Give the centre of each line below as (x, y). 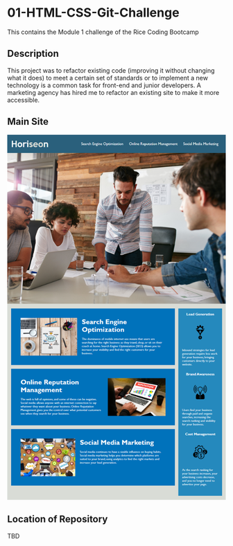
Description (33, 54)
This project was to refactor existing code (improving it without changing (111, 70)
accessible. (24, 100)
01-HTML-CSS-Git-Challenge (93, 13)
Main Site (28, 122)
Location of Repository (58, 519)
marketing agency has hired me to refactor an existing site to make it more (113, 92)
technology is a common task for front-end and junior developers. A (104, 85)
